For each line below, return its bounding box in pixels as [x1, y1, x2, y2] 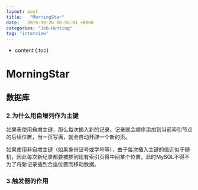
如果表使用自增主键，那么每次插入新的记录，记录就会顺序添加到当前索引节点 [6, 126, 193, 133]
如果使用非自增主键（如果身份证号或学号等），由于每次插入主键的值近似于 [6, 146, 185, 153]
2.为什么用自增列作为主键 [6, 112, 79, 120]
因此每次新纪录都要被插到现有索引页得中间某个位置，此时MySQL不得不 [16, 153, 190, 160]
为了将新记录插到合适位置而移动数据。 [6, 160, 99, 168]
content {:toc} [14, 47, 49, 54]
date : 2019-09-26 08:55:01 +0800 [6, 19, 94, 25]
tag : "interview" [6, 31, 49, 37]
